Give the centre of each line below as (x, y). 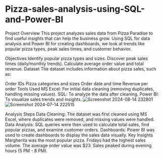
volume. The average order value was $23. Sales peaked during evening (79, 145)
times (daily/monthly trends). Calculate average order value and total (74, 63)
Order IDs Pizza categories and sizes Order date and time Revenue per (77, 83)
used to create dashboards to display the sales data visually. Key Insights (79, 135)
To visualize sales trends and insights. (43, 99)
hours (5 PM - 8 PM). (27, 151)
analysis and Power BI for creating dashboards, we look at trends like (75, 43)
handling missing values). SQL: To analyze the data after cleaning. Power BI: (82, 94)
